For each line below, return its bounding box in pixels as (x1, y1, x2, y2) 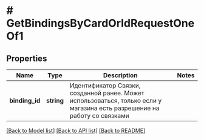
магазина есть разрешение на (69, 104, 160, 112)
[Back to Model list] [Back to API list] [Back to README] (6, 127, 146, 134)
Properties (6, 53, 47, 63)
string (46, 97, 64, 104)
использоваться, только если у (69, 97, 162, 104)
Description (103, 71, 138, 79)
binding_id (9, 97, 41, 104)
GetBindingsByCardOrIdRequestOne (6, 16, 195, 30)
